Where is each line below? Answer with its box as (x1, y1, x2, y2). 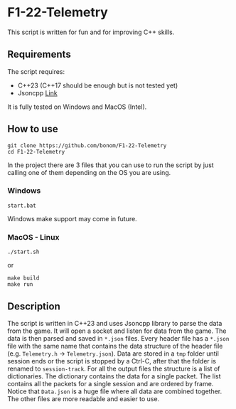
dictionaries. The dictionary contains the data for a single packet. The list (7, 371, 222, 381)
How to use (7, 123, 58, 135)
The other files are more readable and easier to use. (7, 394, 160, 403)
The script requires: (7, 67, 65, 75)
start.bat (7, 202, 37, 209)
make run (7, 281, 33, 288)
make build (7, 275, 40, 282)
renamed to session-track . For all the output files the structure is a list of (7, 364, 220, 373)
